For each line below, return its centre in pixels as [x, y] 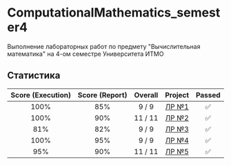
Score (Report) [102, 95]
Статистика [34, 76]
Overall [146, 95]
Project [177, 95]
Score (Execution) [41, 95]
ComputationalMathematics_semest [114, 13]
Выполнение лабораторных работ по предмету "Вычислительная [104, 46]
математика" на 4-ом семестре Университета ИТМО [86, 54]
